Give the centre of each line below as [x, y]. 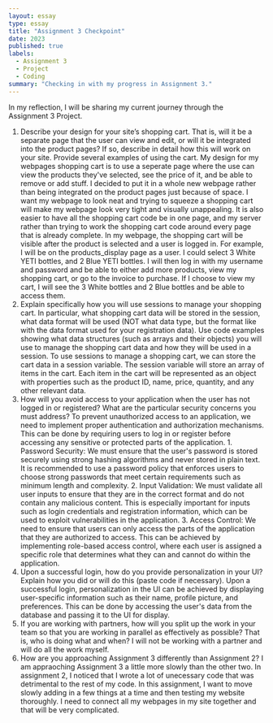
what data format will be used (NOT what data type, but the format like [138, 321]
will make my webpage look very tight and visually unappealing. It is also [142, 209]
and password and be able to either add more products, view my [128, 270]
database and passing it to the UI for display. [95, 615]
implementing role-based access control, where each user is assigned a [141, 546]
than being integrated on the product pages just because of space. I [134, 192]
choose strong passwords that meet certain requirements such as [130, 477]
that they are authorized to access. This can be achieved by [120, 537]
